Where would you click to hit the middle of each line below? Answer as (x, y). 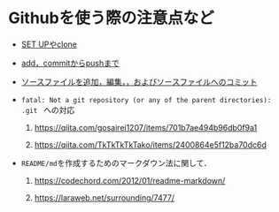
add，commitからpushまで (70, 63)
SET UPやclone (49, 44)
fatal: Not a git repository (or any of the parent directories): (146, 100)
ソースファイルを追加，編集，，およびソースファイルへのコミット (139, 81)
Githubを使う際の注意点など (111, 18)
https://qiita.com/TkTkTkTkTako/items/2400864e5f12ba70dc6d (151, 144)
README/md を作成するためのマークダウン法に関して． (116, 163)
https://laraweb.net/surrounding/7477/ (104, 197)
